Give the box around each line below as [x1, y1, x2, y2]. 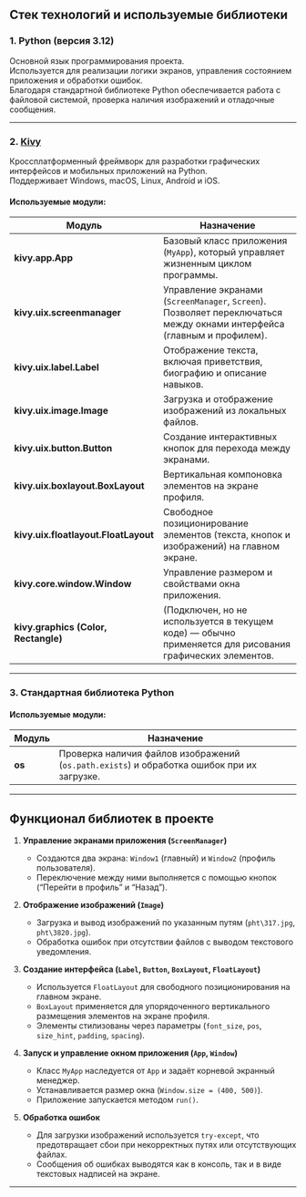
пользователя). [36, 862, 96, 873]
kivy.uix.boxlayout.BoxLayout [14, 480, 145, 492]
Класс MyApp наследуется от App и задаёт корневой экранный [36, 1066, 275, 1077]
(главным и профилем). [163, 329, 268, 342]
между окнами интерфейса [163, 318, 285, 331]
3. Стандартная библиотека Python [9, 686, 175, 699]
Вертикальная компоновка [163, 469, 283, 481]
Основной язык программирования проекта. [9, 55, 185, 67]
